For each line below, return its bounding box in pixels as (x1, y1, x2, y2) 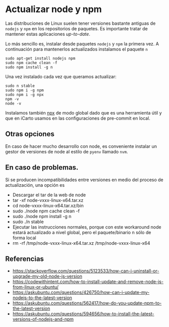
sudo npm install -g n (5, 65, 53, 70)
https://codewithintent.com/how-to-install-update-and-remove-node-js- (12, 279, 164, 285)
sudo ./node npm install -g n (12, 213, 72, 219)
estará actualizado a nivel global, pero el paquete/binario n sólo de (12, 229, 151, 235)
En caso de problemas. (5, 163, 79, 172)
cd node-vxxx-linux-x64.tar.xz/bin (12, 202, 84, 208)
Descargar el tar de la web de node (12, 192, 86, 198)
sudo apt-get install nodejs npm (5, 56, 76, 61)
